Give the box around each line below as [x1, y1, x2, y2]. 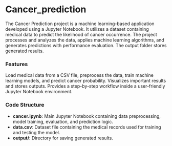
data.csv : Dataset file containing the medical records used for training [12, 124, 161, 130]
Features [5, 60, 28, 68]
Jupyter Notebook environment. [5, 89, 73, 95]
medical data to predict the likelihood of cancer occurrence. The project [5, 31, 157, 37]
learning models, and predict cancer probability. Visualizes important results [5, 78, 166, 84]
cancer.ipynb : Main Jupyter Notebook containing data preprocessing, [12, 113, 161, 119]
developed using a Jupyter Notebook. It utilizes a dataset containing [5, 26, 149, 32]
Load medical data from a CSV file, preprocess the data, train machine [5, 72, 154, 78]
